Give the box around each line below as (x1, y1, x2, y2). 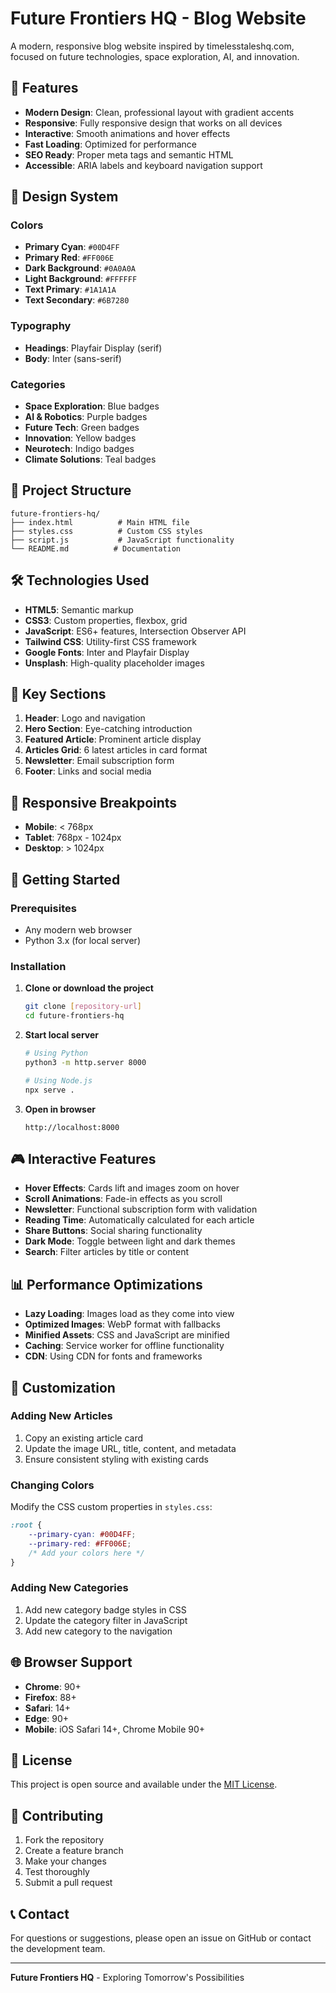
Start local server (24, 1029, 99, 1041)
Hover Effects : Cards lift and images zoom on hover (24, 1182, 240, 1194)
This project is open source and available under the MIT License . (10, 1778, 278, 1791)
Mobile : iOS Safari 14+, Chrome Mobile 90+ (24, 1723, 206, 1735)
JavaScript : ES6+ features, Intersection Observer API (24, 625, 247, 637)
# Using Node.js (24, 1075, 93, 1086)
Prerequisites (10, 901, 77, 915)
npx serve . (24, 1085, 75, 1095)
